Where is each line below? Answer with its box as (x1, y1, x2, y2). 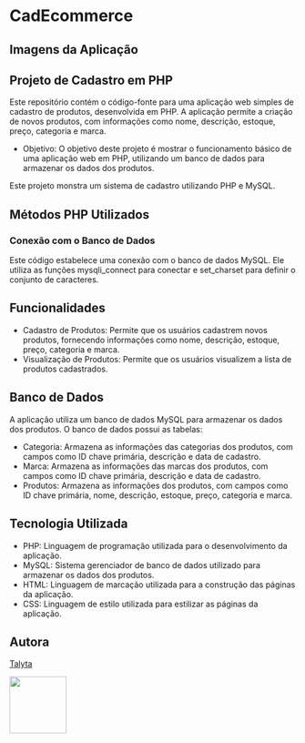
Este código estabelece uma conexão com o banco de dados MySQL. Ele (9, 255, 285, 266)
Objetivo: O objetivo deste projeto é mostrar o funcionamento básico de (22, 143, 292, 155)
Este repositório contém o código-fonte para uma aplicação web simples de (9, 97, 294, 107)
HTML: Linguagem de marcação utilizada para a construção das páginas (22, 579, 296, 590)
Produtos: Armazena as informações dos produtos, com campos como (22, 480, 289, 491)
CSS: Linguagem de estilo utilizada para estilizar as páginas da (22, 598, 259, 609)
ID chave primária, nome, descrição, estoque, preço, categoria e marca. (22, 489, 293, 501)
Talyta (9, 658, 33, 669)
